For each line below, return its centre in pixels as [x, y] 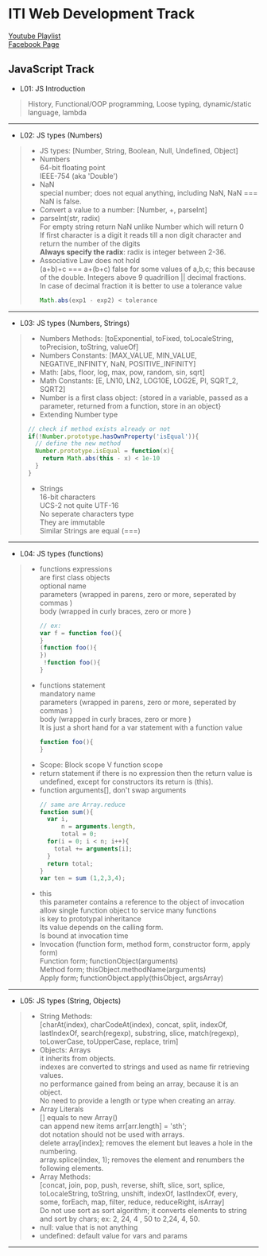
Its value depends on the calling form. [101, 928]
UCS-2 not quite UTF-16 [79, 505]
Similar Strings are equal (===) [90, 530]
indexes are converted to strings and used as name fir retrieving [145, 1067]
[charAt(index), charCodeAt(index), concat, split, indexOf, [133, 1025]
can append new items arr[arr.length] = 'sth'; [113, 1126]
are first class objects [75, 577]
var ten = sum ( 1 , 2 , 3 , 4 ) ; [82, 878]
